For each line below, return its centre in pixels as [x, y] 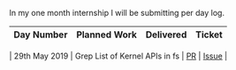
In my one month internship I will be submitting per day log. [117, 13]
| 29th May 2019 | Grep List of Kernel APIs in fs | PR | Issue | [118, 56]
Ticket [209, 35]
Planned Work [107, 35]
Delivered [166, 35]
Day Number [41, 35]
